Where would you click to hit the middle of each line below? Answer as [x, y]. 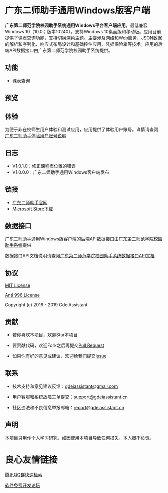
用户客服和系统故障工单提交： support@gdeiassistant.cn [70, 397]
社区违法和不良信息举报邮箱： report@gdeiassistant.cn [68, 407]
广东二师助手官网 [30, 202]
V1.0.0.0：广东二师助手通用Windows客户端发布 [61, 172]
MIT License [18, 285]
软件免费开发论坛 [23, 485]
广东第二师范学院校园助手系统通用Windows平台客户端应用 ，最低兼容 [76, 25]
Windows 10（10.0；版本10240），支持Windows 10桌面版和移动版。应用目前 [83, 31]
